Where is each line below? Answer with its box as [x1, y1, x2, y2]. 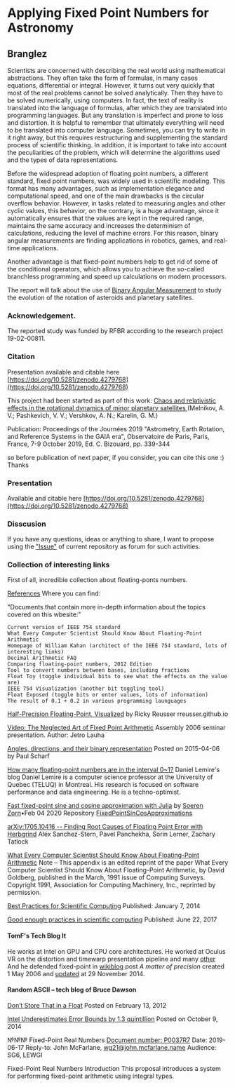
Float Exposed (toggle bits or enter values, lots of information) [7, 691, 209, 698]
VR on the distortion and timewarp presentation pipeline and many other [7, 954, 216, 963]
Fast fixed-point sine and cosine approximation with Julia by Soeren [7, 802, 203, 810]
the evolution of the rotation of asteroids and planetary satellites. [7, 293, 194, 302]
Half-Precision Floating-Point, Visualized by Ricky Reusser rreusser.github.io [7, 710, 229, 718]
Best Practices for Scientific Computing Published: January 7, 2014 [7, 902, 201, 910]
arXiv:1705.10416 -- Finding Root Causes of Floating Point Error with [7, 823, 203, 831]
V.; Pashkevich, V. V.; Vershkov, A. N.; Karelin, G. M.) [7, 411, 159, 419]
